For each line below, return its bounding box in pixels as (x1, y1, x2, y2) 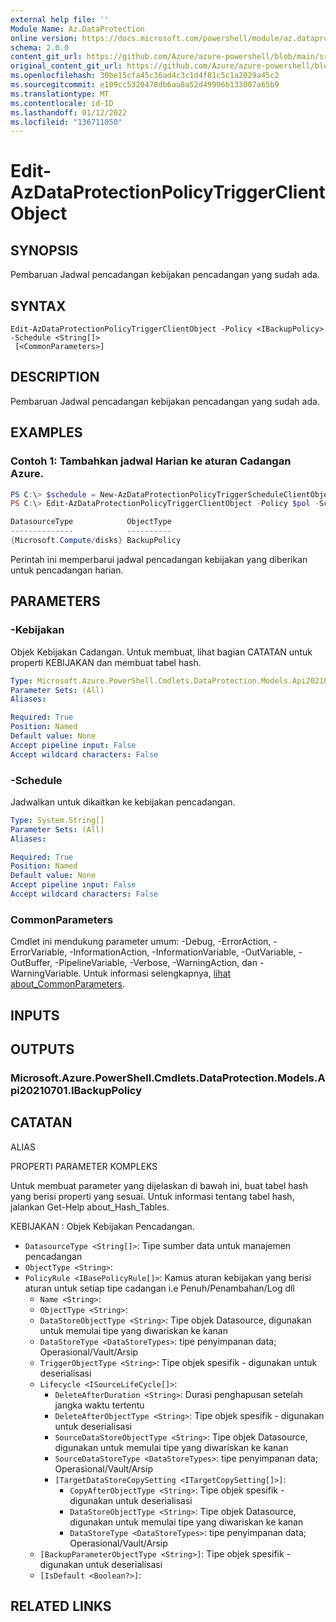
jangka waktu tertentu (54, 1399, 145, 1411)
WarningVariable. (10, 967, 82, 980)
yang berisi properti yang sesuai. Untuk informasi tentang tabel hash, (10, 1190, 295, 1202)
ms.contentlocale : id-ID (10, 98, 114, 108)
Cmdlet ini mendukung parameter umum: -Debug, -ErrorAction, (10, 936, 272, 948)
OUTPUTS (10, 1041, 75, 1058)
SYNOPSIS (10, 242, 79, 259)
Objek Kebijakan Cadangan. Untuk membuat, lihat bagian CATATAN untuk (10, 646, 313, 658)
